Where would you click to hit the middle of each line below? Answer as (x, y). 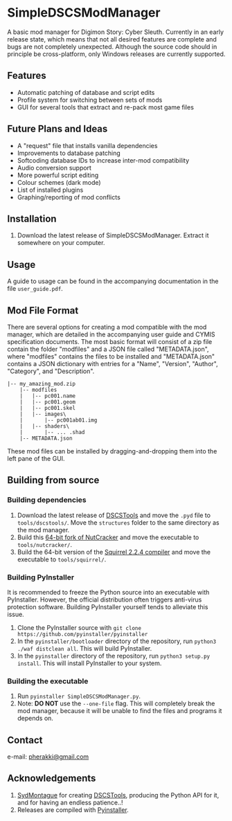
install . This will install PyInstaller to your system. (89, 663)
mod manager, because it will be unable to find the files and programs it (119, 711)
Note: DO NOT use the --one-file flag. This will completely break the (116, 703)
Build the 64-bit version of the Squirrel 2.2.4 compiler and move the (114, 552)
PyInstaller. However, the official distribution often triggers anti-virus (105, 599)
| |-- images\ (43, 414)
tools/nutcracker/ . (45, 544)
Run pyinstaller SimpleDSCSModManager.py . (79, 696)
